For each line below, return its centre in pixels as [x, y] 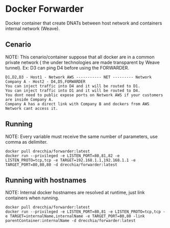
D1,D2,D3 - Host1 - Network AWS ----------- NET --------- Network [79, 77]
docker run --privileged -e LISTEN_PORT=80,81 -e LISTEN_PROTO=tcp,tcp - [86, 212]
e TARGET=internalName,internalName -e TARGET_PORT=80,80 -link [75, 216]
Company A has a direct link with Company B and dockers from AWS [77, 104]
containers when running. [32, 198]
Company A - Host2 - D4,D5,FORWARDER [45, 82]
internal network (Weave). [33, 28]
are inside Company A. [29, 99]
